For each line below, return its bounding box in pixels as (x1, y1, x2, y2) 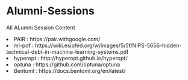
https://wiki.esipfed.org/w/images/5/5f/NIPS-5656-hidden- (35, 42, 182, 49)
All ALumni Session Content (6, 24, 75, 31)
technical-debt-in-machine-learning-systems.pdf (6, 48, 129, 55)
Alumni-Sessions (6, 4, 95, 18)
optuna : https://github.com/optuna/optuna (14, 61, 121, 68)
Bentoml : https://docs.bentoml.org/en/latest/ (14, 67, 126, 74)
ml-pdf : (14, 42, 34, 49)
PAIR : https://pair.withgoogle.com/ (14, 35, 101, 42)
